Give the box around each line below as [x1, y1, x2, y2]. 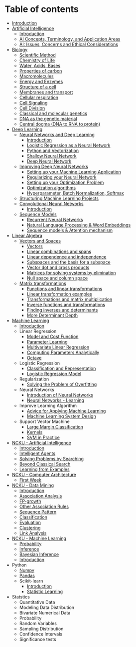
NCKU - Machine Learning [11, 535, 67, 541]
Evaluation [19, 519, 41, 525]
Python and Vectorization [26, 147, 79, 153]
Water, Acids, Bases [19, 62, 61, 68]
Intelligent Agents [19, 450, 56, 456]
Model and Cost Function [26, 333, 79, 339]
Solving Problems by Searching [19, 455, 84, 461]
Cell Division [19, 105, 45, 111]
